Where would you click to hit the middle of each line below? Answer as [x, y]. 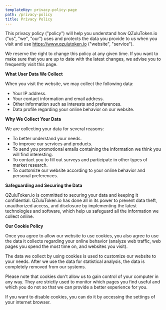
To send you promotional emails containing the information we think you [87, 149]
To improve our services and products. [52, 144]
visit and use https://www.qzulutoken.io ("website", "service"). [69, 44]
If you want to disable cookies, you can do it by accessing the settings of [80, 297]
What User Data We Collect [34, 74]
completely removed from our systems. [46, 267]
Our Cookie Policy [24, 226]
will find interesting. [33, 154]
